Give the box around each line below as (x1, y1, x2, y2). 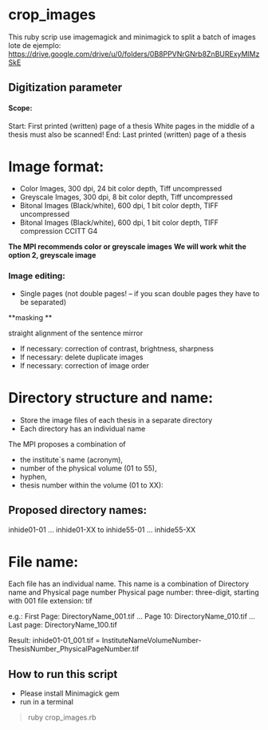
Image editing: (8, 271, 65, 282)
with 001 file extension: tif (8, 596, 93, 606)
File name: (8, 552, 79, 571)
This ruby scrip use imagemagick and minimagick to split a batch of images (8, 32, 257, 42)
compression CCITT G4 (19, 227, 98, 236)
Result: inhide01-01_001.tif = (8, 636, 100, 645)
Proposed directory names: (8, 503, 148, 517)
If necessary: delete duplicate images (19, 352, 144, 362)
